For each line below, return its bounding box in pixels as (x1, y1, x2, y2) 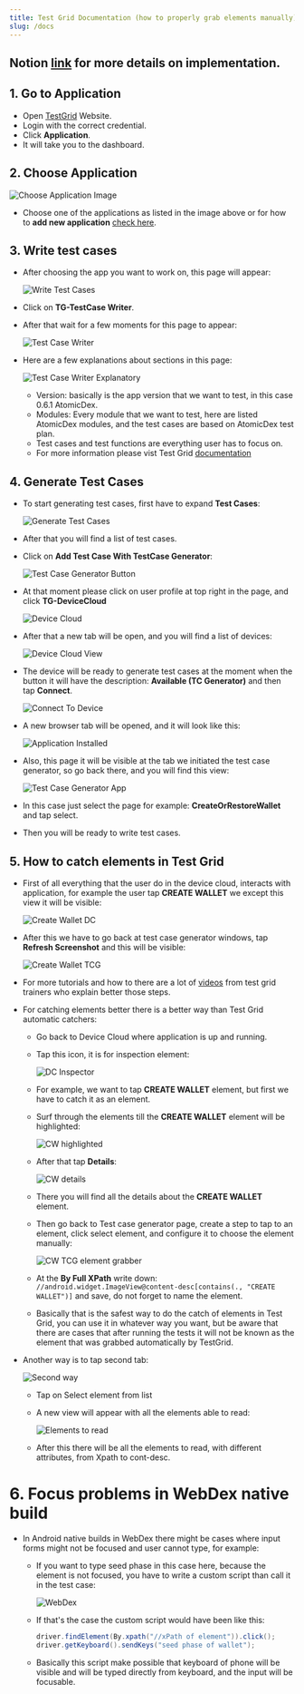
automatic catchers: (22, 1013, 98, 1025)
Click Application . (22, 129, 90, 141)
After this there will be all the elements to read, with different (35, 1442, 262, 1453)
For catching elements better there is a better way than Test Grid (22, 1004, 264, 1015)
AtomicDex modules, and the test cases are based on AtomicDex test (35, 419, 294, 430)
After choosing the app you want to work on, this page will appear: (22, 267, 271, 277)
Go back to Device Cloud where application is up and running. (35, 1031, 268, 1042)
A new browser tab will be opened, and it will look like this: (22, 720, 242, 731)
